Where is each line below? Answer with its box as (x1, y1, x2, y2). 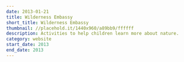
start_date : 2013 (6, 42, 49, 48)
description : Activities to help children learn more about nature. (6, 31, 179, 37)
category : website (6, 36, 52, 42)
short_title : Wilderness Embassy (6, 19, 89, 25)
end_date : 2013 (6, 47, 44, 53)
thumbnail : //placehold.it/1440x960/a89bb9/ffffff (6, 25, 134, 31)
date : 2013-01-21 (6, 8, 49, 15)
